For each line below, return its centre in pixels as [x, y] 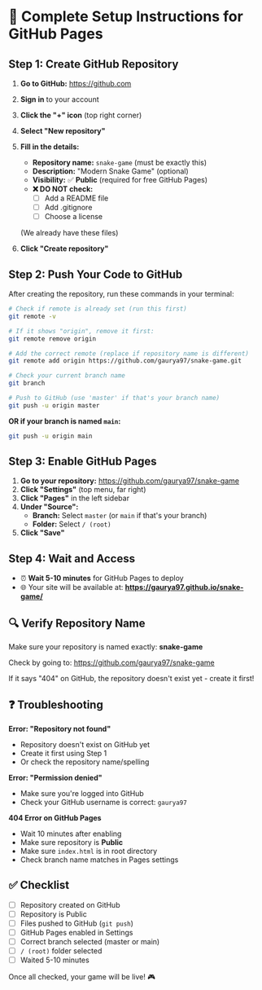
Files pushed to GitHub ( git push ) [77, 923]
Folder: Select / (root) [72, 524]
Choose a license [74, 217]
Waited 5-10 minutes [55, 960]
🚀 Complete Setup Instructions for [126, 17]
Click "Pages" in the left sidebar [75, 498]
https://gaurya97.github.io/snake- [184, 587]
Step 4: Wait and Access [72, 559]
